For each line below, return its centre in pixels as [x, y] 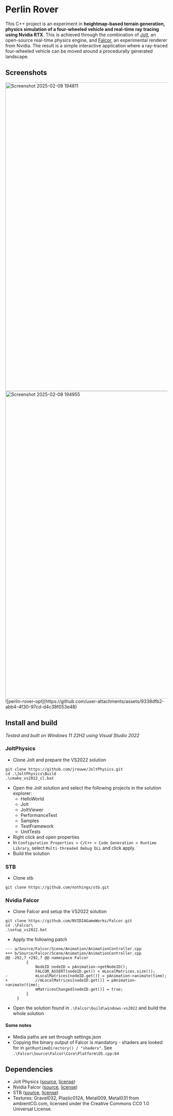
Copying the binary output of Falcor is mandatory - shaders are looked [88, 1042]
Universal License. [32, 1109]
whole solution [28, 1014]
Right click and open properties [46, 837]
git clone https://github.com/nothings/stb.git [57, 887]
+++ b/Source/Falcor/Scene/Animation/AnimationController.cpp [73, 953]
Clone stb [23, 878]
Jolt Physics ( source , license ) [44, 1082]
